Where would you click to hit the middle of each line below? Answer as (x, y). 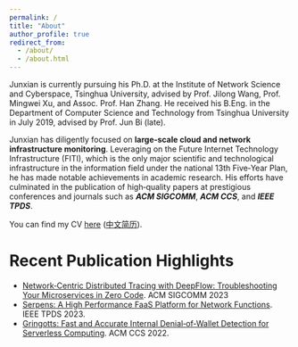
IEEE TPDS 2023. (54, 314)
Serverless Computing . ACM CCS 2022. (95, 333)
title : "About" (37, 26)
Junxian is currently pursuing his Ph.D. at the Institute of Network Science (145, 84)
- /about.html (43, 59)
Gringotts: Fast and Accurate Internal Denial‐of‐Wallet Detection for (145, 323)
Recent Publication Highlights (122, 261)
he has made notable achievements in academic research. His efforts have (146, 178)
